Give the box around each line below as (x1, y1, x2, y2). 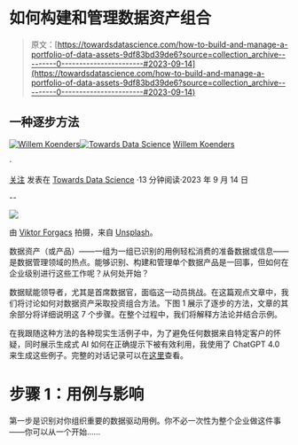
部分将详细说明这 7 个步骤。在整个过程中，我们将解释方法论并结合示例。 (16, 308, 282, 319)
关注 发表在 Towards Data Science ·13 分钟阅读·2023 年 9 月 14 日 (9, 174, 249, 184)
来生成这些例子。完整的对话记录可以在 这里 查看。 (9, 349, 188, 360)
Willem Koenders (172, 138, 235, 149)
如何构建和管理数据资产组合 (9, 8, 212, 28)
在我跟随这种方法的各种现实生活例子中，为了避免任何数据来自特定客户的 (9, 327, 273, 338)
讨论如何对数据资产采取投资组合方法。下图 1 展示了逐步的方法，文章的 (24, 298, 281, 308)
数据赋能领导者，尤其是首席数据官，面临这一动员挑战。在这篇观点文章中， (9, 286, 281, 297)
